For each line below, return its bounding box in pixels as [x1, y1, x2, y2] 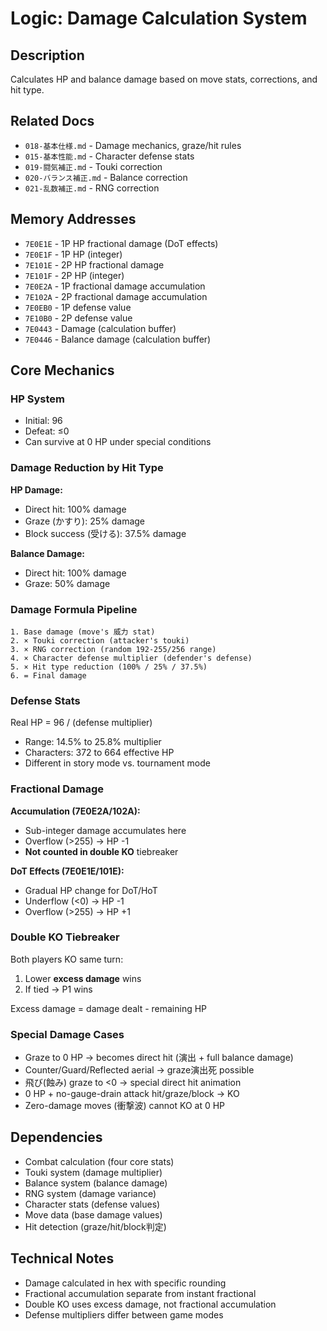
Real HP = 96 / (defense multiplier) [10, 717, 153, 729]
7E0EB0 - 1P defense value [24, 301, 132, 313]
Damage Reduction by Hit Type [10, 461, 164, 475]
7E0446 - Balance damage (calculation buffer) [24, 333, 212, 345]
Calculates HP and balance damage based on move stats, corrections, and [10, 73, 318, 85]
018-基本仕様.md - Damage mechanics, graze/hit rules [24, 139, 242, 151]
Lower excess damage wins [24, 972, 142, 984]
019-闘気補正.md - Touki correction [24, 160, 163, 172]
